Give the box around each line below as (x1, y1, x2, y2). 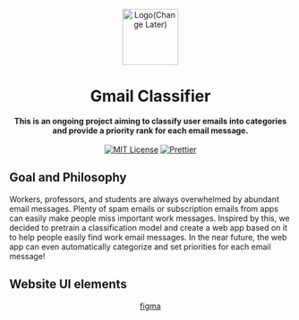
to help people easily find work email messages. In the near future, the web (9, 232, 287, 242)
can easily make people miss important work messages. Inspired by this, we (9, 213, 291, 223)
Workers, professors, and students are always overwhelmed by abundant (9, 193, 279, 205)
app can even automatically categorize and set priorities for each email (9, 241, 271, 252)
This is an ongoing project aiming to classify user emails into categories (13, 115, 287, 126)
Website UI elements (9, 277, 127, 292)
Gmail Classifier (90, 86, 211, 106)
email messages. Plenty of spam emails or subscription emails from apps (9, 203, 279, 214)
